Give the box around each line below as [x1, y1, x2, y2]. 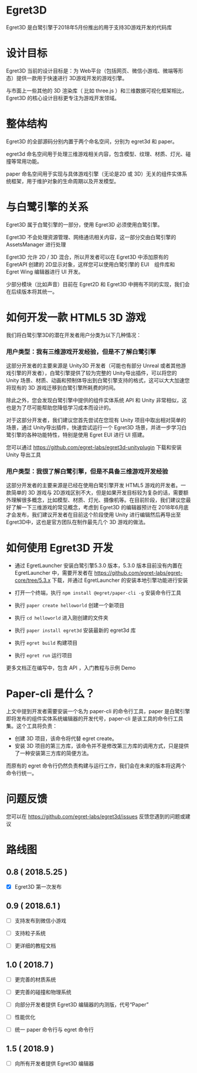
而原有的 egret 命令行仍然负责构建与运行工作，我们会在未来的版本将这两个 [6, 762, 186, 769]
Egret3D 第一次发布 [14, 883, 62, 890]
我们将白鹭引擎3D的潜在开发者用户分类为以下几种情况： [6, 331, 142, 339]
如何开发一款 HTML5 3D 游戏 [6, 310, 147, 324]
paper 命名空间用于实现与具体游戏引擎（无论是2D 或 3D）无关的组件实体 [6, 170, 182, 177]
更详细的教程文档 [14, 942, 56, 949]
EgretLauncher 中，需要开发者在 [14, 569, 93, 577]
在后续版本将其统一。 [6, 288, 57, 295]
